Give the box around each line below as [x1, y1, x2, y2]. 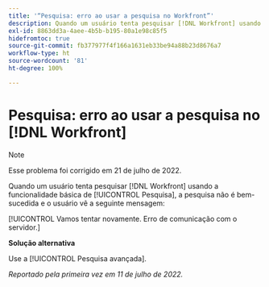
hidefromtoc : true [8, 34, 70, 43]
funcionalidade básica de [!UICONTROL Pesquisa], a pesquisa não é [8, 189, 235, 199]
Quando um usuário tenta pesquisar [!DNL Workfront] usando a [8, 181, 219, 190]
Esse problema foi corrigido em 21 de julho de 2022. [8, 165, 182, 175]
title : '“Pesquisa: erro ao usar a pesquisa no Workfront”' [8, 11, 215, 20]
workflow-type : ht [8, 49, 70, 57]
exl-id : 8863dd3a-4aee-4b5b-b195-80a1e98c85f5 [8, 27, 168, 35]
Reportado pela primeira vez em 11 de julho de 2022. [8, 269, 184, 279]
